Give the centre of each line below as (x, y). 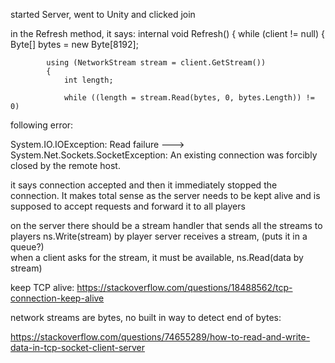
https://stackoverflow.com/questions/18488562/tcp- (184, 287)
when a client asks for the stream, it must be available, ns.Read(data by (157, 257)
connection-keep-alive (57, 298)
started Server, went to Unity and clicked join (103, 14)
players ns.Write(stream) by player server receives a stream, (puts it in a (159, 236)
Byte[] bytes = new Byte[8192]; (74, 44)
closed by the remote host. (65, 165)
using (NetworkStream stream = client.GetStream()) (156, 63)
